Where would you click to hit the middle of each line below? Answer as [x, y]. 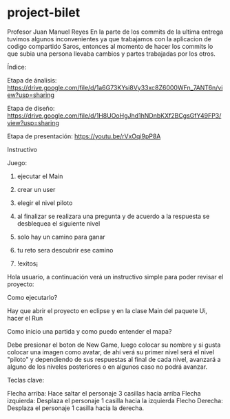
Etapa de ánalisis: [32, 80]
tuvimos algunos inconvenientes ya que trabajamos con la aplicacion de [109, 39]
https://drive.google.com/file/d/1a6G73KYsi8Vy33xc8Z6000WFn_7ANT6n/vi [115, 87]
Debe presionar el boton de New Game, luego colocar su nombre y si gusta [114, 345]
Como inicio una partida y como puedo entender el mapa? [90, 331]
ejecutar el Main [40, 176]
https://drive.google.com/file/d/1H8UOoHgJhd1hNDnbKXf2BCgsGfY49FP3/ [114, 116]
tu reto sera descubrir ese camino [65, 250]
